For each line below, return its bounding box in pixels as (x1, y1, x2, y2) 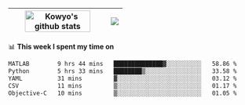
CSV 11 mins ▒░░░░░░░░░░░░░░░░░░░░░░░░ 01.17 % (8, 81, 237, 89)
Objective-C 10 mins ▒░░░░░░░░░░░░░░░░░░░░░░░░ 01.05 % (8, 89, 237, 97)
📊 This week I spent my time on (8, 42, 115, 51)
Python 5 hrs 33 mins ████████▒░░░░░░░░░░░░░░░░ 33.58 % (8, 67, 237, 75)
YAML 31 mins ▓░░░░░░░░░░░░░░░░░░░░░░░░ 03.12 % (8, 74, 237, 82)
